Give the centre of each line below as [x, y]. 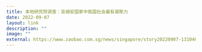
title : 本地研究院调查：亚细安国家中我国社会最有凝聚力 [67, 12]
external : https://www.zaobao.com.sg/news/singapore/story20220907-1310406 [103, 39]
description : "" [26, 28]
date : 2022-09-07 [28, 17]
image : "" [19, 34]
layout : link [23, 23]
